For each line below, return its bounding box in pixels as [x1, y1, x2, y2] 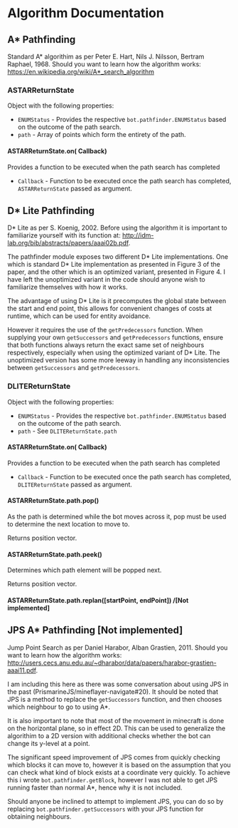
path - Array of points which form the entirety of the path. [17, 131, 186, 139]
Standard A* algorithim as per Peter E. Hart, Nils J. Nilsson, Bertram [7, 52, 205, 61]
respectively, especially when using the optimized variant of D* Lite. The [7, 348, 220, 357]
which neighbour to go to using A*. [7, 702, 111, 711]
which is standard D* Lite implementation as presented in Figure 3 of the [7, 260, 220, 269]
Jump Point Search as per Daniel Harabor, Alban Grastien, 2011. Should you [7, 643, 228, 652]
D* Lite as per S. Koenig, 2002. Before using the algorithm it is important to [7, 223, 227, 232]
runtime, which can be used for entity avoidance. [7, 312, 151, 320]
